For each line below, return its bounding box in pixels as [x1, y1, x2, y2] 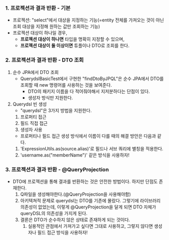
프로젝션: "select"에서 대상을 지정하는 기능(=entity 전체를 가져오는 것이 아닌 [12, 17, 164, 23]
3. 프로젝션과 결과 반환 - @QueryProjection [5, 166, 109, 173]
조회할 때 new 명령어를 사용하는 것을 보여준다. [20, 82, 112, 88]
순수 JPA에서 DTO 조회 [12, 69, 59, 75]
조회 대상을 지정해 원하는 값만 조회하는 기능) [12, 23, 100, 30]
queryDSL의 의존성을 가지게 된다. [20, 210, 88, 216]
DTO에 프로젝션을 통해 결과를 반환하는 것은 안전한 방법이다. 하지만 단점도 [12, 178, 158, 184]
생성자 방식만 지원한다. [27, 94, 73, 100]
